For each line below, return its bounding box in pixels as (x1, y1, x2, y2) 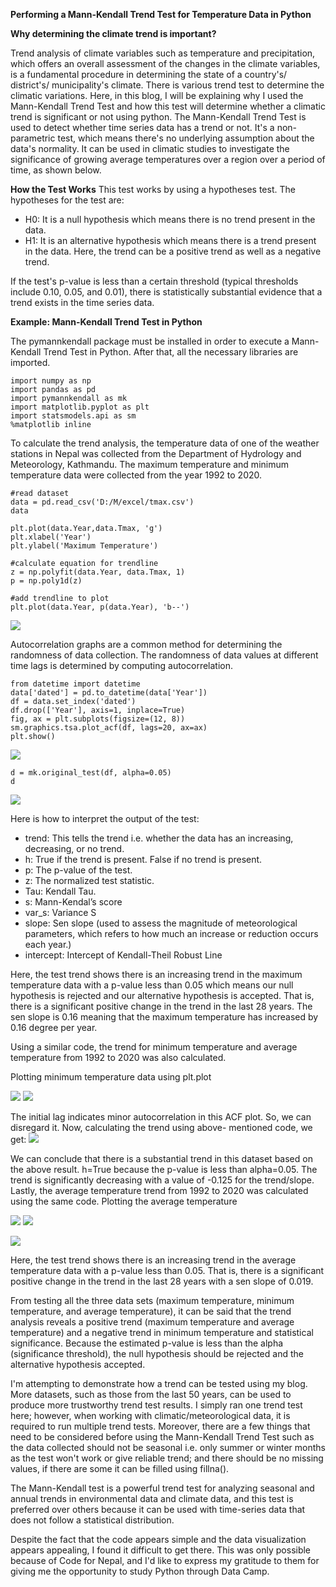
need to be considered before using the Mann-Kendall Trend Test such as (10, 1431, 315, 1443)
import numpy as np (10, 376, 92, 386)
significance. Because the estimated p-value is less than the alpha (10, 1337, 284, 1349)
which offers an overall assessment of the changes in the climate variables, (10, 58, 321, 69)
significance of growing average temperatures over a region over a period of (10, 154, 326, 165)
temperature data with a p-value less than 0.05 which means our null (10, 979, 294, 991)
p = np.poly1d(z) (10, 576, 83, 586)
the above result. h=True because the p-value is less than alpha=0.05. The (10, 1164, 318, 1175)
